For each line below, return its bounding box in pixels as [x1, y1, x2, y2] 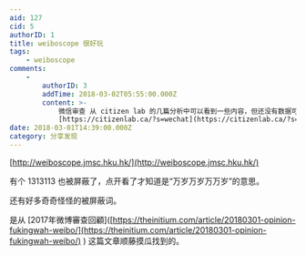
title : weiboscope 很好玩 [9, 38, 104, 48]
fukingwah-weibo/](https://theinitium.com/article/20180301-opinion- [9, 224, 267, 235]
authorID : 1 [9, 30, 55, 39]
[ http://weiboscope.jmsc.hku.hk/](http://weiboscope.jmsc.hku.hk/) [9, 157, 260, 168]
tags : [9, 47, 30, 56]
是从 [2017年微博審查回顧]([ [9, 214, 114, 225]
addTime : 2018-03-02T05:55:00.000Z [42, 89, 178, 98]
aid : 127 [9, 13, 43, 23]
